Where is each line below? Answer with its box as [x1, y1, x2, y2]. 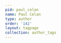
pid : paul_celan [5, 7, 39, 12]
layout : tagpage [5, 26, 39, 31]
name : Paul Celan [5, 12, 41, 17]
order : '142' [5, 21, 32, 26]
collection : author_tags [5, 30, 57, 35]
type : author [5, 16, 32, 21]
